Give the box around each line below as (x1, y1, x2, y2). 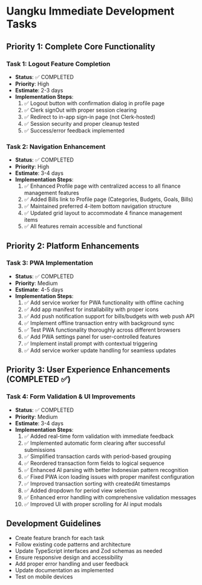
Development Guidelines (6, 518, 102, 529)
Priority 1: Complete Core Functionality (6, 41, 155, 52)
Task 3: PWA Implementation (6, 259, 94, 267)
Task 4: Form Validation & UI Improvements (6, 392, 136, 401)
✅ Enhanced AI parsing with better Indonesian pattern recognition (24, 466, 189, 473)
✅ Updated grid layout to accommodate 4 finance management (24, 210, 183, 217)
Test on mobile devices (15, 573, 73, 581)
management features (24, 190, 80, 197)
